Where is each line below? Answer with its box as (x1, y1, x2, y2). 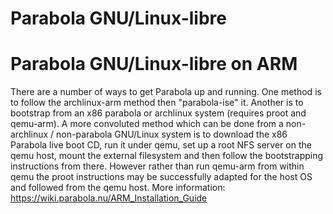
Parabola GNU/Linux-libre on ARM (10, 53, 298, 76)
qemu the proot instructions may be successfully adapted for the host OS (10, 171, 313, 183)
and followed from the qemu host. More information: (10, 182, 226, 194)
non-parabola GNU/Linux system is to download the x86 (56, 128, 288, 141)
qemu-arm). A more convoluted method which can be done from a (10, 118, 284, 130)
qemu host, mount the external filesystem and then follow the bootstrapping (10, 150, 324, 162)
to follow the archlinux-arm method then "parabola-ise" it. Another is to (10, 97, 304, 109)
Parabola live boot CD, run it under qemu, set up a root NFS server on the (10, 139, 312, 151)
